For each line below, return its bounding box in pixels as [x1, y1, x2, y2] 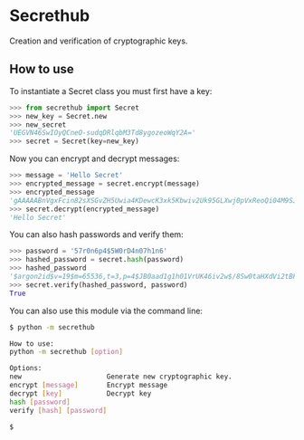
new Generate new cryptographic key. [9, 372, 233, 381]
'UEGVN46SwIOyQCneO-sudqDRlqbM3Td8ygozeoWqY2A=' [9, 129, 196, 138]
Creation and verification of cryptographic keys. [9, 35, 188, 46]
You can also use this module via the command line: [9, 305, 204, 316]
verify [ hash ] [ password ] [9, 406, 107, 415]
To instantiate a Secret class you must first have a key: [9, 85, 213, 96]
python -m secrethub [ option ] [9, 348, 124, 357]
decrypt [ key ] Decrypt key [9, 388, 152, 398]
